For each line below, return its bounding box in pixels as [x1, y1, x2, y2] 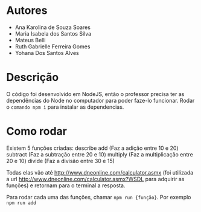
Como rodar [6, 124, 68, 138]
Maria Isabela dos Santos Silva [14, 30, 92, 37]
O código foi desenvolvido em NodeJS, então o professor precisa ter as [6, 90, 185, 97]
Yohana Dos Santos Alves [14, 49, 80, 56]
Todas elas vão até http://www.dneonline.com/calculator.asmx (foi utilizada [6, 169, 194, 176]
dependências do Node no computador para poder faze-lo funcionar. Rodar [6, 97, 195, 104]
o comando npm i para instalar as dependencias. [6, 103, 124, 111]
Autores [6, 4, 48, 18]
